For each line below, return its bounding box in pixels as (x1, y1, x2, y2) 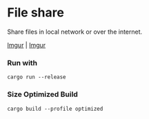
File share (7, 5, 64, 21)
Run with (7, 58, 38, 67)
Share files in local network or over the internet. (7, 28, 143, 36)
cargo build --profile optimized (7, 105, 103, 112)
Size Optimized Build (7, 89, 78, 99)
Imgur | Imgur (7, 41, 46, 49)
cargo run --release (7, 74, 67, 80)
